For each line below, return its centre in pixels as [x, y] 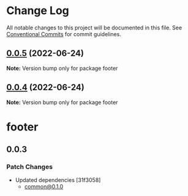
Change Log [38, 11]
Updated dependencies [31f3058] [58, 180]
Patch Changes [30, 167]
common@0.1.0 [44, 187]
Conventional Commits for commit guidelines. [64, 34]
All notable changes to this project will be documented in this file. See [94, 28]
